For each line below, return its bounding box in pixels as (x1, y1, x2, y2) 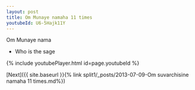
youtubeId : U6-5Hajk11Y (6, 20, 66, 26)
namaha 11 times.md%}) (6, 77, 66, 85)
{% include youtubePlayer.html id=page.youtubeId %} (6, 59, 140, 67)
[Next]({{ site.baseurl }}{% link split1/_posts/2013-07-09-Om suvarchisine (6, 71, 189, 79)
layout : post (6, 8, 39, 15)
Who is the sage (14, 48, 55, 55)
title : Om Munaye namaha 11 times (6, 14, 93, 20)
